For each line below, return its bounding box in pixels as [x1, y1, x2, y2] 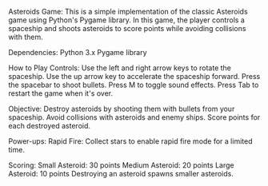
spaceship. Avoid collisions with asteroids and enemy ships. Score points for [8, 113, 261, 122]
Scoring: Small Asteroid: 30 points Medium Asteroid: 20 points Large [8, 160, 234, 170]
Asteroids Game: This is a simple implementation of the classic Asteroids [8, 7, 248, 16]
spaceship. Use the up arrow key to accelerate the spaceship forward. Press [8, 72, 261, 81]
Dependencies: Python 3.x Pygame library [8, 48, 147, 57]
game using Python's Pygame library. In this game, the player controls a [8, 15, 246, 25]
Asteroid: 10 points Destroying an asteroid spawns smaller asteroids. [8, 169, 234, 178]
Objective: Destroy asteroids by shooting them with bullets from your [8, 104, 235, 113]
